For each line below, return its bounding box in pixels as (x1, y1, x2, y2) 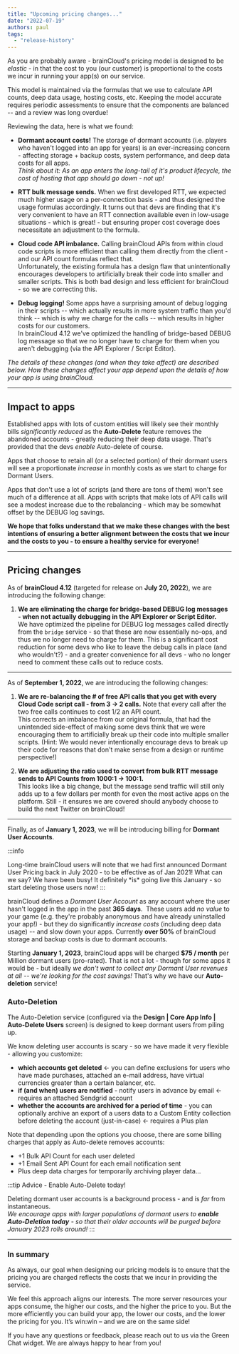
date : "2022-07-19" (7, 17, 65, 24)
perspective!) (17, 752, 57, 761)
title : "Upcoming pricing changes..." (7, 10, 122, 18)
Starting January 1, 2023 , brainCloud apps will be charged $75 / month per (7, 949, 230, 957)
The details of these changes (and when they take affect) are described (7, 358, 219, 367)
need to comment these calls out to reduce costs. (17, 657, 164, 666)
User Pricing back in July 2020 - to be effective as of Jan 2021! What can (7, 868, 223, 876)
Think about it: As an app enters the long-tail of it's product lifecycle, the (17, 166, 232, 175)
